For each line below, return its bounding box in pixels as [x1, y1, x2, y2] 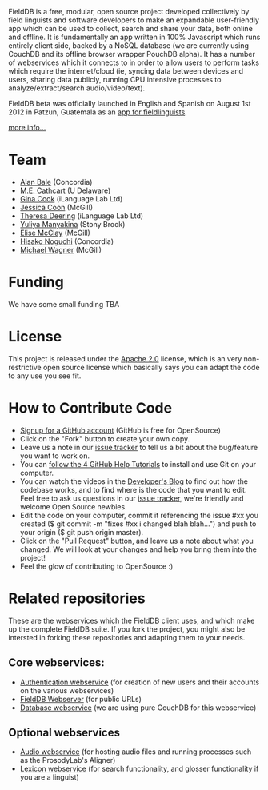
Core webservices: [8, 656, 106, 670]
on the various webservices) [19, 685, 114, 695]
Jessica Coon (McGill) [19, 202, 94, 212]
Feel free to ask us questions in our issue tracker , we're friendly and [19, 493, 244, 503]
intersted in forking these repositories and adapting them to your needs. [8, 632, 246, 642]
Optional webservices [8, 725, 120, 739]
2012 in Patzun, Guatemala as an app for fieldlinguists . [8, 107, 188, 117]
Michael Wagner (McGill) [19, 245, 102, 254]
